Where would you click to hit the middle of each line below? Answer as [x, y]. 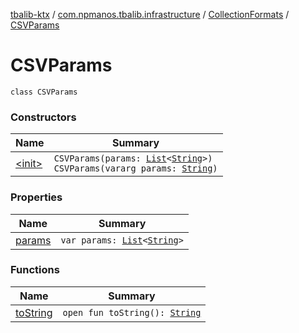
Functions [35, 270]
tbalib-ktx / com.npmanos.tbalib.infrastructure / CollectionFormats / [150, 14]
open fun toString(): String [132, 312]
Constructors [43, 117]
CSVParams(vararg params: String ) [135, 168]
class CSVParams [44, 92]
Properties [36, 197]
